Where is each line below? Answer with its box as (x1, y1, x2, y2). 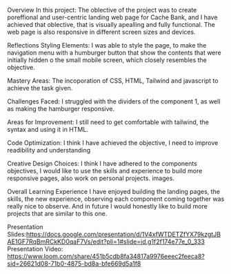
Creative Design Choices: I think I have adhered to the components (7, 159, 198, 168)
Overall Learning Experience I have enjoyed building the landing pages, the (7, 188, 221, 195)
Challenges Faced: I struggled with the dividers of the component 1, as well (7, 97, 221, 106)
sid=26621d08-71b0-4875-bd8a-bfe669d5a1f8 (7, 260, 141, 268)
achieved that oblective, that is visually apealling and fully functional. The (7, 21, 215, 28)
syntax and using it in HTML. (7, 126, 88, 133)
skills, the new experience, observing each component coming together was (7, 195, 225, 203)
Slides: (7, 231, 26, 238)
